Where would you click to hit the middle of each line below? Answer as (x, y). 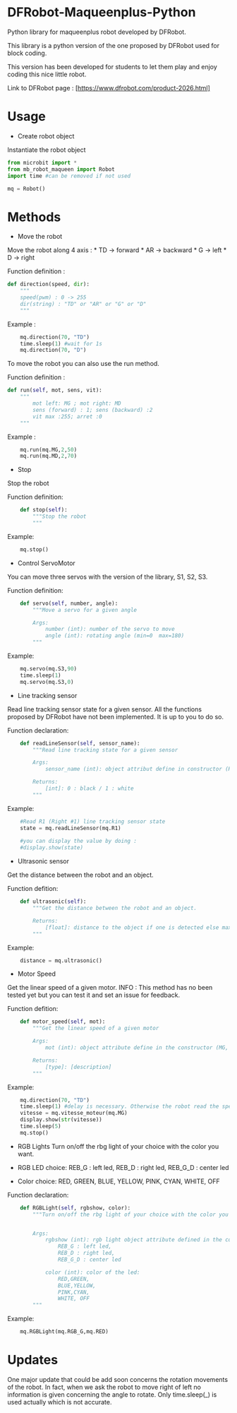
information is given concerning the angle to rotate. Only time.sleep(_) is (112, 1395)
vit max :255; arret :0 (67, 416)
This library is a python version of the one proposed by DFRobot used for (114, 45)
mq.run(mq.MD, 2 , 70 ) (49, 456)
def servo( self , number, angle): (69, 603)
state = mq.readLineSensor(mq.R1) (71, 828)
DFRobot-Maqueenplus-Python (102, 12)
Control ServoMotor (46, 563)
